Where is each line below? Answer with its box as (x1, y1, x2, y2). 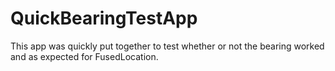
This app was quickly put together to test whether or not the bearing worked (10, 40, 325, 52)
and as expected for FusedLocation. (10, 50, 159, 62)
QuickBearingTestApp (10, 7, 198, 30)
